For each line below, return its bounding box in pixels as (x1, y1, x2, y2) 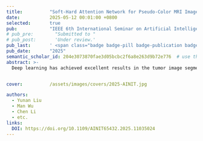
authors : (6, 92, 28, 98)
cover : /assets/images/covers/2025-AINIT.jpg (6, 81, 147, 87)
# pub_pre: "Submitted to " (6, 31, 96, 37)
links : (6, 120, 23, 126)
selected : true (6, 20, 61, 26)
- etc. (11, 114, 28, 121)
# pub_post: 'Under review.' (6, 37, 96, 43)
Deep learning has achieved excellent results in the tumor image (11, 64, 182, 71)
